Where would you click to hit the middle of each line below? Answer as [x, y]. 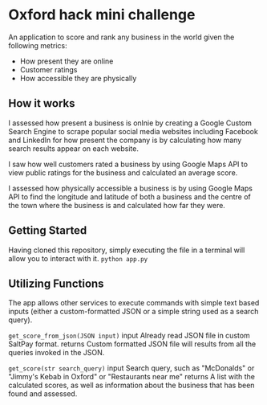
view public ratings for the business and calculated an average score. [123, 172]
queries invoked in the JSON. [57, 353]
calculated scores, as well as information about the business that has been [131, 385]
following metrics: [38, 45]
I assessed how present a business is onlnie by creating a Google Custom [130, 123]
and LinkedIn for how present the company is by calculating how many [125, 140]
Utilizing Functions [56, 283]
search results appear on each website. [73, 148]
